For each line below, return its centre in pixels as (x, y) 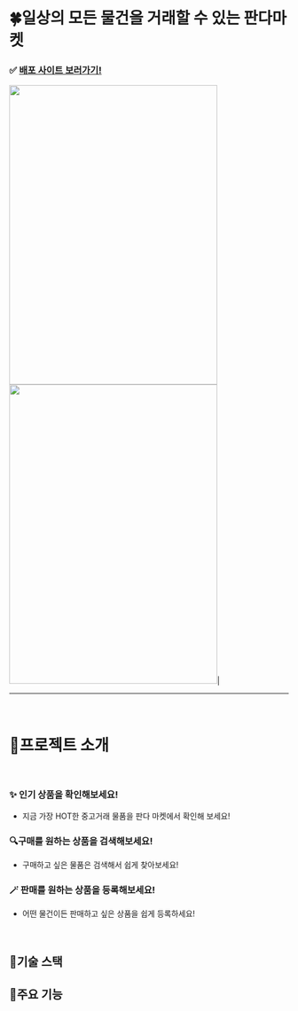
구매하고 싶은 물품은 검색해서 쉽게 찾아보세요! (100, 865)
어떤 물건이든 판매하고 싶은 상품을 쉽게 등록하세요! (108, 913)
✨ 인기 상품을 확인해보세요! (64, 795)
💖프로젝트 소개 (59, 745)
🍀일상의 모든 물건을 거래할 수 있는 (125, 18)
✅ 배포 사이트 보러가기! (55, 70)
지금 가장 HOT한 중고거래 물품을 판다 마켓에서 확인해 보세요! (126, 816)
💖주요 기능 (36, 995)
